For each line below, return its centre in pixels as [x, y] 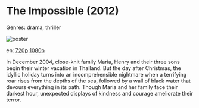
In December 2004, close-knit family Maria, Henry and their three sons [93, 62]
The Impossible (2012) [63, 11]
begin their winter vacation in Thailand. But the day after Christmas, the [94, 68]
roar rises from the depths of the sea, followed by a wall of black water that [98, 81]
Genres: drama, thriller [34, 27]
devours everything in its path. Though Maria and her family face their [92, 87]
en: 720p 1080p [25, 50]
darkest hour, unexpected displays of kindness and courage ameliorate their [100, 93]
